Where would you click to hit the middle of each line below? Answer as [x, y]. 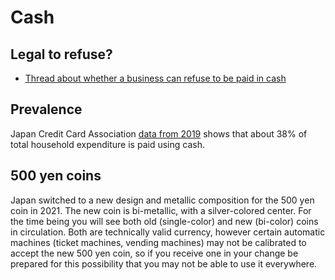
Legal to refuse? [61, 54]
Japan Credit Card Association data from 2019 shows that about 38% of [159, 133]
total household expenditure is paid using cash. [107, 144]
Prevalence [46, 109]
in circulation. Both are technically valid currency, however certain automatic [168, 232]
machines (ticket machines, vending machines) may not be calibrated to [158, 242]
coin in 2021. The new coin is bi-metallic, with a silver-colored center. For [161, 210]
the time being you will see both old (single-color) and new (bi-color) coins [164, 221]
